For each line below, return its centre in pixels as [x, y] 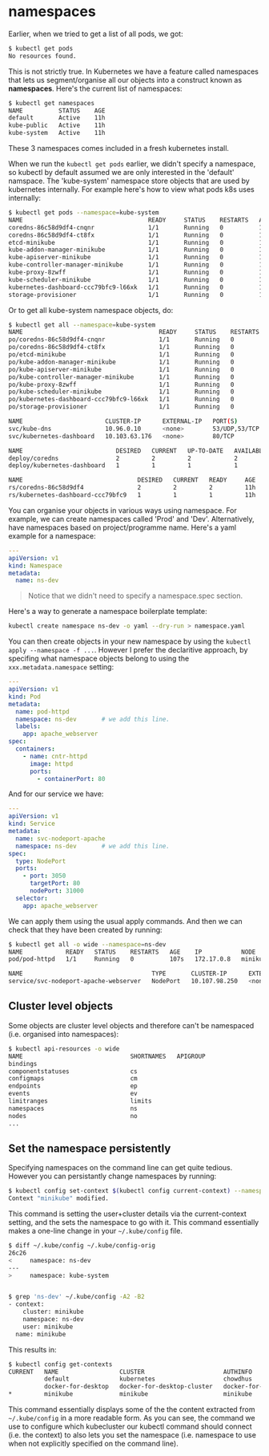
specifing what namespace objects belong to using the [99, 659]
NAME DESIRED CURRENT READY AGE [132, 480]
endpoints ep [73, 1086]
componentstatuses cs [73, 1071]
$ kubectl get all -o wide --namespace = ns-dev [87, 944]
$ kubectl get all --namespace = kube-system [82, 325]
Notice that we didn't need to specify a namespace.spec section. [135, 596]
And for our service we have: [56, 794]
